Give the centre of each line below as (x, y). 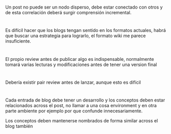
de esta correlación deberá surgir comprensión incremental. (68, 13)
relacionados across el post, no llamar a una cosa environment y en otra (81, 105)
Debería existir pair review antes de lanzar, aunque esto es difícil (73, 82)
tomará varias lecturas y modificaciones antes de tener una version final (81, 64)
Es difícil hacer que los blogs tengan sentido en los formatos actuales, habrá (86, 30)
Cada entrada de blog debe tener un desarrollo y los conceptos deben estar (85, 100)
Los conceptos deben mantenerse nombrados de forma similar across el (82, 120)
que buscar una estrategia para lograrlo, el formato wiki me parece (76, 36)
